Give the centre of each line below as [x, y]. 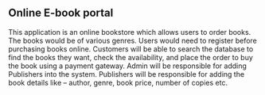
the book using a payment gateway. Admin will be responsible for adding [127, 66]
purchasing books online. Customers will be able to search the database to [131, 49]
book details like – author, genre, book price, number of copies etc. [118, 82]
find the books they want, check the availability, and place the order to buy [131, 57]
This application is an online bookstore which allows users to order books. [130, 32]
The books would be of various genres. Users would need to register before [132, 40]
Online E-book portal [61, 13]
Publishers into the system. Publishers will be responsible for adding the [127, 74]
